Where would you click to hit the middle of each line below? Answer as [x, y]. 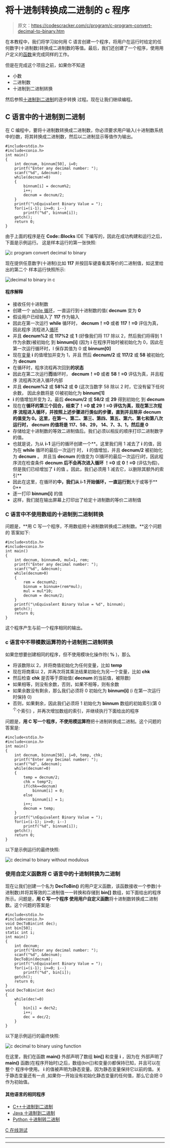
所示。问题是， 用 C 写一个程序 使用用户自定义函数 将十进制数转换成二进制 [82, 899]
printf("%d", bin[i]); [47, 972]
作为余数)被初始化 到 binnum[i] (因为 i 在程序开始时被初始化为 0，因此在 [88, 342]
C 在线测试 [16, 1130]
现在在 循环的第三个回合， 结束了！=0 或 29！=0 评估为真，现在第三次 [85, 405]
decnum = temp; [39, 809]
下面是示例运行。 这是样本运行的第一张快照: [51, 242]
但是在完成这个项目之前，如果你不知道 [45, 65]
